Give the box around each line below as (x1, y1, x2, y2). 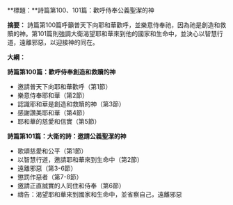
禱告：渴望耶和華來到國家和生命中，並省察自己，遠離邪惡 (17, 190, 182, 198)
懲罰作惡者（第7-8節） (17, 173, 83, 181)
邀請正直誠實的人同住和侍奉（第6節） (17, 181, 125, 190)
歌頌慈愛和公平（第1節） (17, 147, 88, 155)
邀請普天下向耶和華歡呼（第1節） (17, 83, 112, 90)
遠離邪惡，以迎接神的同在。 (19, 38, 99, 47)
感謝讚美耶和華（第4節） (17, 108, 89, 117)
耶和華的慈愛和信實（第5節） (17, 117, 101, 125)
